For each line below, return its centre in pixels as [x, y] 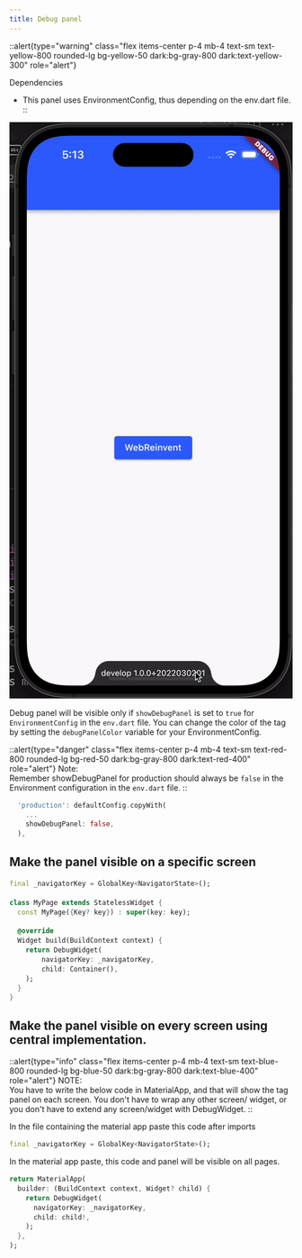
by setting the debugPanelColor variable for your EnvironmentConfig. [136, 732]
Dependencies [36, 82]
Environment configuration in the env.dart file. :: [98, 787]
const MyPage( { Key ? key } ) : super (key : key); [104, 912]
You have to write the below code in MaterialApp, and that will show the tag [149, 1091]
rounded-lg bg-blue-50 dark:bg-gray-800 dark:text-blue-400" [142, 1071]
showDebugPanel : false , [70, 824]
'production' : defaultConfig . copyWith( [92, 805]
